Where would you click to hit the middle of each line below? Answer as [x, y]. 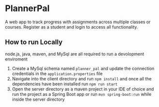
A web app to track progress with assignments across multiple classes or [78, 22]
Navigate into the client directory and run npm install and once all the [82, 78]
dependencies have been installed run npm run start [65, 84]
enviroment [16, 59]
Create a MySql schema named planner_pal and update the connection [83, 68]
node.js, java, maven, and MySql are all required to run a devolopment [75, 54]
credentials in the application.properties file [57, 74]
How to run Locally [34, 42]
